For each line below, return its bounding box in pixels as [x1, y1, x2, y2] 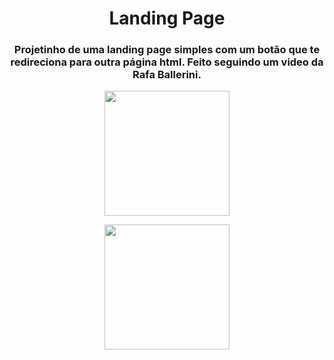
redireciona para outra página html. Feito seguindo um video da [10, 55, 324, 69]
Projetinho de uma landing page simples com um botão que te [13, 43, 321, 57]
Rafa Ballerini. [132, 68, 202, 82]
